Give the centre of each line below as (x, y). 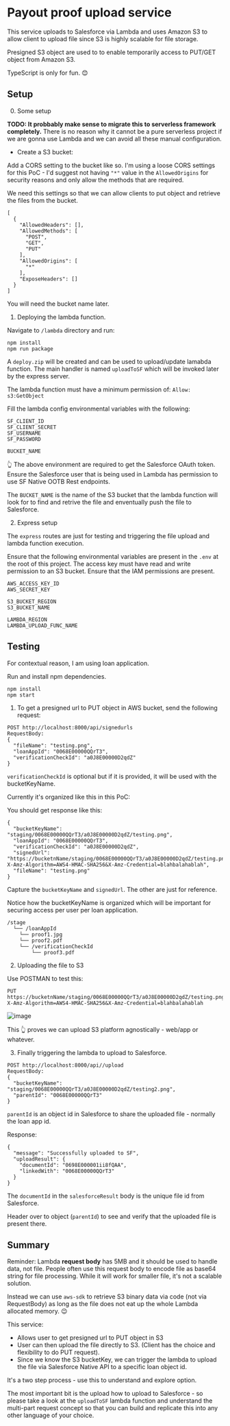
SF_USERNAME (24, 433)
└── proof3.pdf (53, 952)
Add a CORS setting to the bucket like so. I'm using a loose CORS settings (111, 165)
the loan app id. (29, 1121)
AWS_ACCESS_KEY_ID (33, 583)
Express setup (37, 522)
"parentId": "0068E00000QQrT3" (58, 1095)
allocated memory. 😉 (37, 1312)
